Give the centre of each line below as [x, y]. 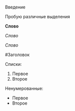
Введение [15, 7]
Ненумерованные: [24, 88]
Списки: [13, 64]
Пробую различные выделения [38, 16]
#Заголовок [17, 55]
